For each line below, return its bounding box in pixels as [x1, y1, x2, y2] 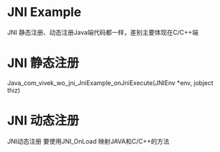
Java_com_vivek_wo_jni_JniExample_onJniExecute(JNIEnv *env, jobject [7, 78, 214, 87]
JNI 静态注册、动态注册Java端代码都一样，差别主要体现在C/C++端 [7, 28, 199, 36]
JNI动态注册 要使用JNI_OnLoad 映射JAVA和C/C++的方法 [7, 137, 170, 145]
